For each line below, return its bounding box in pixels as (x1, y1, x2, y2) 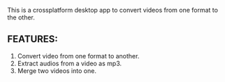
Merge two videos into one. (17, 66, 96, 75)
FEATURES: (7, 33, 58, 45)
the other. (7, 13, 35, 22)
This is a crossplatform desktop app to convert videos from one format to (7, 6, 219, 14)
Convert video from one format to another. (17, 51, 140, 60)
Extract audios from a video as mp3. (17, 59, 122, 67)
